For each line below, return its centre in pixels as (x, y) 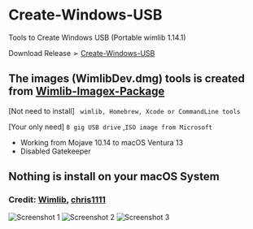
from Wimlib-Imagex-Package (87, 91)
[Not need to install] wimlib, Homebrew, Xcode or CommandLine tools (124, 110)
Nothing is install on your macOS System (114, 177)
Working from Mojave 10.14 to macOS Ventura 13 (102, 142)
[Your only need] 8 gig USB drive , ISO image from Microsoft (111, 127)
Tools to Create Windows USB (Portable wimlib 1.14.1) (97, 37)
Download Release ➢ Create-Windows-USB (82, 53)
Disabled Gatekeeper (55, 151)
